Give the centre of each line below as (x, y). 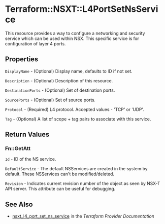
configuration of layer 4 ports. (35, 43)
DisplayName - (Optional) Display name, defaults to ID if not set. (69, 71)
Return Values (27, 134)
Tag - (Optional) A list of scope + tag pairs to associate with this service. (78, 119)
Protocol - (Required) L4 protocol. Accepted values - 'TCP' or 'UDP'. (75, 109)
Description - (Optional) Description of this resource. (59, 80)
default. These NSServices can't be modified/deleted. (60, 174)
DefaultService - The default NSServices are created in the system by (76, 169)
